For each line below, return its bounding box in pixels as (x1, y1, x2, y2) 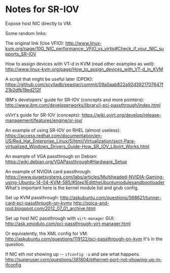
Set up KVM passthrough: (5, 194, 59, 200)
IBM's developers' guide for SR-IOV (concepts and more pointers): (5, 97, 145, 103)
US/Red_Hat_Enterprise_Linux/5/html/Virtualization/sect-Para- (5, 138, 136, 144)
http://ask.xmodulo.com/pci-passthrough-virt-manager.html (5, 220, 131, 227)
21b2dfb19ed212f (5, 86, 42, 93)
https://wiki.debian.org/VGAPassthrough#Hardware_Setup (5, 159, 127, 165)
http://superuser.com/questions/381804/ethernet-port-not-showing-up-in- (5, 256, 162, 262)
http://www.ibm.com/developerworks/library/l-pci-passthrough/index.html (5, 102, 161, 108)
